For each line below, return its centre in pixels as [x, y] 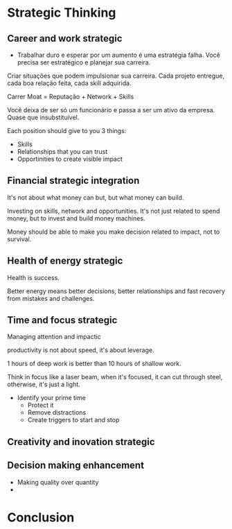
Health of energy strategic [65, 261]
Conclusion [41, 517]
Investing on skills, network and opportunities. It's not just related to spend [114, 211]
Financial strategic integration [73, 181]
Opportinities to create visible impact [70, 159]
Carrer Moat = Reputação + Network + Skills [71, 96]
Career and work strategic [65, 38]
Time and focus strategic [62, 320]
